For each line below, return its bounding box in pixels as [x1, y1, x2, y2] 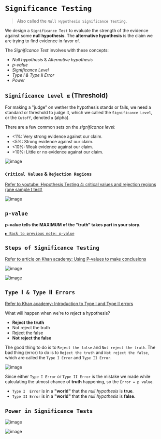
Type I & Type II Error [12, 72, 55, 78]
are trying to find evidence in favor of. [5, 38, 80, 44]
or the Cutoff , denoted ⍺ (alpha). [5, 115, 70, 120]
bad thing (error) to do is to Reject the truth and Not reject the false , [5, 350, 149, 355]
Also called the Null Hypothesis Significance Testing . [16, 18, 127, 24]
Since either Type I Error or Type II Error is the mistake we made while [5, 373, 151, 380]
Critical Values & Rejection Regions [5, 170, 92, 177]
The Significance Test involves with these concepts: [5, 47, 109, 53]
